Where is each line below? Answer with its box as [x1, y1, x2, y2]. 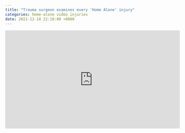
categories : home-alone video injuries [5, 12, 88, 17]
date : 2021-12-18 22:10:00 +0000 [5, 16, 75, 21]
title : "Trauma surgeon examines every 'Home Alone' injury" [5, 7, 135, 12]
